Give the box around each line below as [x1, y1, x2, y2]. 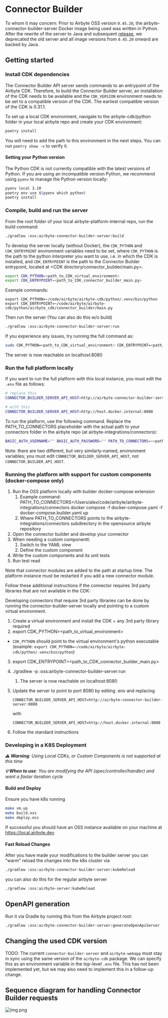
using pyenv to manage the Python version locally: [5, 176, 108, 182]
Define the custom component [19, 547, 83, 553]
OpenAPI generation [5, 900, 70, 908]
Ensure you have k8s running [5, 796, 65, 802]
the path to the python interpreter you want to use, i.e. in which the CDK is [5, 253, 158, 259]
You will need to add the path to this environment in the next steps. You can [5, 137, 161, 143]
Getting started [5, 56, 54, 65]
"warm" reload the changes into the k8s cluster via [5, 858, 110, 864]
